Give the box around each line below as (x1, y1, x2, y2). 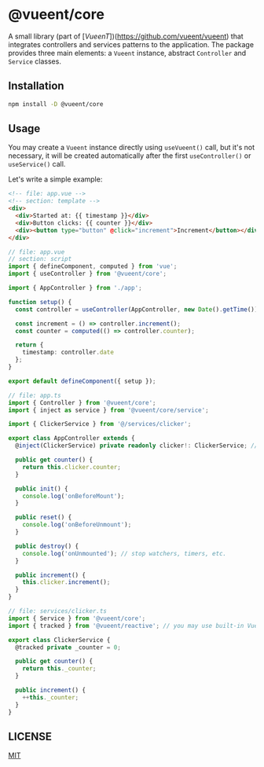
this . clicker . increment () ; (22, 578, 111, 586)
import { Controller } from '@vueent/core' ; (8, 398, 156, 406)
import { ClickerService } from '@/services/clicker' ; (8, 420, 192, 428)
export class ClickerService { (8, 636, 111, 644)
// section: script (8, 255, 72, 263)
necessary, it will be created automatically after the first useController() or (8, 151, 251, 160)
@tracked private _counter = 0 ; (15, 643, 122, 651)
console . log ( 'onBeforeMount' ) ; (22, 492, 125, 500)
